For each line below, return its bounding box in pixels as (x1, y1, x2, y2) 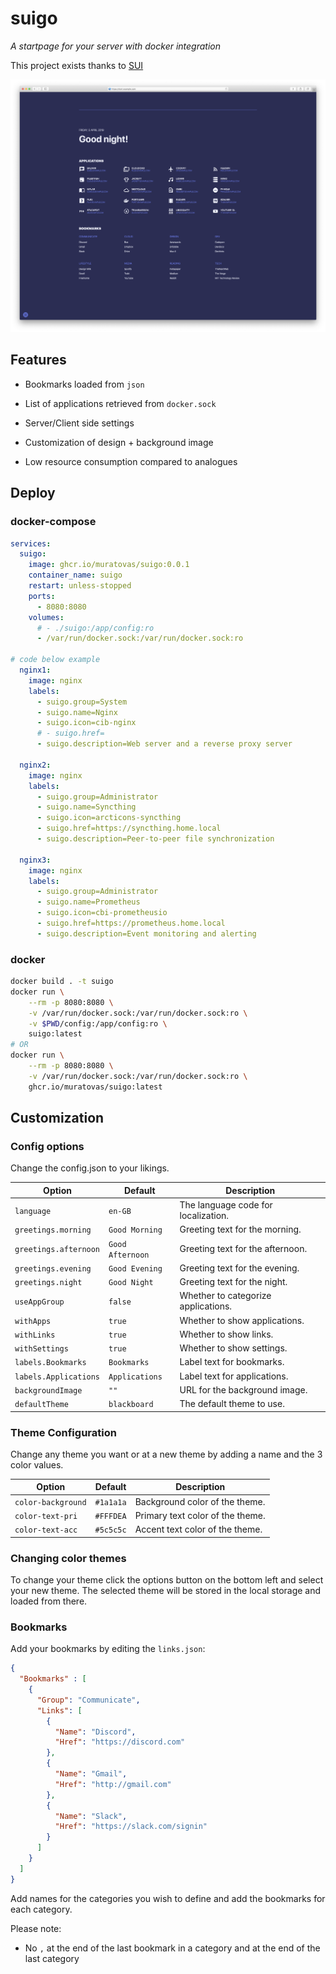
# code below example (10, 655, 101, 665)
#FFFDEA (94, 1511, 127, 1521)
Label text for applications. (179, 1370, 289, 1382)
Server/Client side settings (24, 417, 135, 429)
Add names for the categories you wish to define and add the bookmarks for (10, 1892, 326, 1904)
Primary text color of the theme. (134, 1509, 266, 1521)
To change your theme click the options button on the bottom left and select (10, 1573, 324, 1586)
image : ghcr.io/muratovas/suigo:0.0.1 (28, 560, 190, 570)
